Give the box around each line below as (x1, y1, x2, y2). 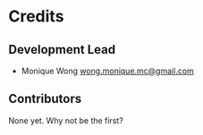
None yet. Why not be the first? (8, 114, 124, 126)
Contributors (8, 91, 82, 106)
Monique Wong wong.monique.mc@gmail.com (21, 65, 194, 76)
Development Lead (8, 42, 116, 57)
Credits (8, 6, 64, 27)
